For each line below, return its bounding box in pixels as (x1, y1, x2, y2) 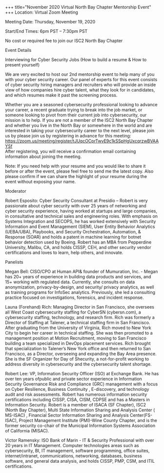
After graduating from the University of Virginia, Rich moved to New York (5, 325, 151, 331)
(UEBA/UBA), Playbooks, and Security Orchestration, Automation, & (5, 229, 141, 234)
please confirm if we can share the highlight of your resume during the (5, 174, 147, 179)
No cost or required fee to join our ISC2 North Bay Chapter (5, 38, 123, 44)
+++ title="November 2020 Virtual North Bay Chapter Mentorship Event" (5, 4, 151, 10)
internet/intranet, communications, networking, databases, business (5, 453, 143, 459)
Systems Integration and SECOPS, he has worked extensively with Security (5, 219, 156, 224)
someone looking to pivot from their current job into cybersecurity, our (5, 112, 147, 118)
